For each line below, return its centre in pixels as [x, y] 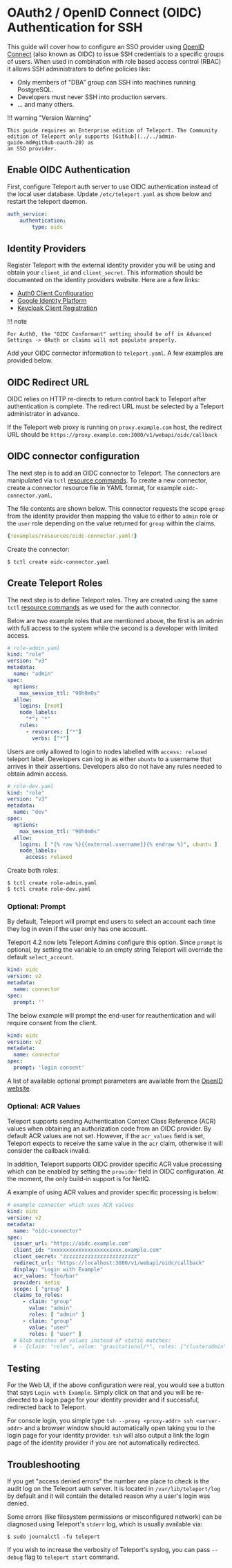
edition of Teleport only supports [58, 137]
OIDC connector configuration [74, 456]
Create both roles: [33, 871]
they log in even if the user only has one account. [77, 929]
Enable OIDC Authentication [69, 170]
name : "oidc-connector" [47, 1231]
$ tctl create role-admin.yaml [52, 883]
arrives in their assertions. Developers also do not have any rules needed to [115, 766]
